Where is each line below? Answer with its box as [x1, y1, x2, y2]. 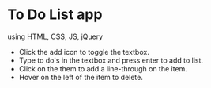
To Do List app [7, 6, 103, 24]
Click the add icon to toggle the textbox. [18, 47, 149, 56]
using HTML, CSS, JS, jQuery [7, 32, 104, 41]
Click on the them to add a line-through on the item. [18, 63, 187, 73]
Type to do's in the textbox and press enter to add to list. [18, 55, 203, 65]
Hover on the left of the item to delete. [18, 72, 143, 82]
